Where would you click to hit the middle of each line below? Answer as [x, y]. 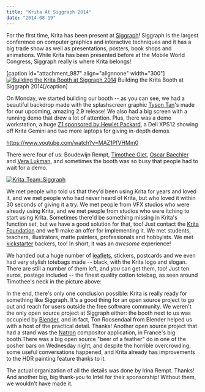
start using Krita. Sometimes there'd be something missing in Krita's [92, 217]
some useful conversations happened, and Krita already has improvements [101, 352]
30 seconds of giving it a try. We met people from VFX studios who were [98, 204]
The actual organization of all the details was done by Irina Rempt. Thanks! [100, 370]
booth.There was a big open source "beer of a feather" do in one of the [96, 339]
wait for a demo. [27, 167]
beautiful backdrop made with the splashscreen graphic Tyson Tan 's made [100, 104]
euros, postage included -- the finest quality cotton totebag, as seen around [102, 275]
